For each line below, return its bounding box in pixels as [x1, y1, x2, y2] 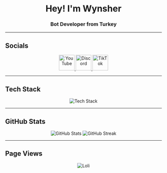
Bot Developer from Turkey [50, 21, 117, 28]
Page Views [5, 150, 43, 158]
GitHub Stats [5, 117, 46, 126]
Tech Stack [5, 85, 41, 93]
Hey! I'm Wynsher [45, 3, 122, 14]
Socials [5, 41, 29, 50]
